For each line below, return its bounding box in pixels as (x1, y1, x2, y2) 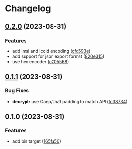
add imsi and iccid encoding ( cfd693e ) (12, 48, 91, 54)
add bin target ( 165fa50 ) (12, 138, 61, 144)
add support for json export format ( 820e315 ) (12, 53, 105, 59)
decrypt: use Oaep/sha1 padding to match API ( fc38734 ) (12, 98, 128, 104)
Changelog (5, 3, 51, 14)
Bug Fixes (5, 87, 29, 94)
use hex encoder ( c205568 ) (12, 58, 69, 64)
